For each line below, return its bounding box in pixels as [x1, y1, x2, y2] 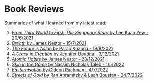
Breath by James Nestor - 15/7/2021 [11, 40, 87, 46]
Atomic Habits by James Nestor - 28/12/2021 [11, 56, 105, 62]
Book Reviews [4, 3, 64, 15]
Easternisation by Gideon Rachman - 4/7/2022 [11, 66, 108, 73]
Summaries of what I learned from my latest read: [4, 20, 107, 26]
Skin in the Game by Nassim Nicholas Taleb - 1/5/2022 [11, 61, 124, 67]
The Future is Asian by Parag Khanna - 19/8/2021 [11, 45, 113, 51]
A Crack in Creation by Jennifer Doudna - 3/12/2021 [11, 51, 119, 57]
